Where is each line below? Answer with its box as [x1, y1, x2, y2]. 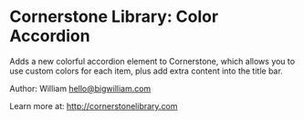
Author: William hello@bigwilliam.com [9, 83, 152, 94]
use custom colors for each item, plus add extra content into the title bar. [9, 65, 283, 76]
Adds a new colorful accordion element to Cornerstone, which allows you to [9, 55, 295, 66]
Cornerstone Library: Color [9, 6, 219, 27]
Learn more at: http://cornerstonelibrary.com [9, 100, 178, 111]
